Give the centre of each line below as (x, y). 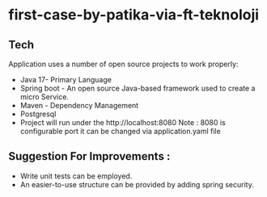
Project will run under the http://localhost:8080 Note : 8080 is (123, 122)
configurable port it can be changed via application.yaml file (120, 131)
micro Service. (44, 97)
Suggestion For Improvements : (89, 156)
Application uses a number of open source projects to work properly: (123, 64)
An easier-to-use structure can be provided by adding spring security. (137, 184)
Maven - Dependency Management (79, 105)
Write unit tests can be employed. (76, 176)
